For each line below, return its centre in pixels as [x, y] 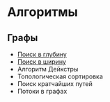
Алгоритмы [42, 12]
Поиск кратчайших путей [55, 84]
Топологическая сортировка [60, 76]
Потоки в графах [42, 91]
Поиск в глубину [42, 54]
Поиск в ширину [41, 62]
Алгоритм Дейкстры [48, 69]
